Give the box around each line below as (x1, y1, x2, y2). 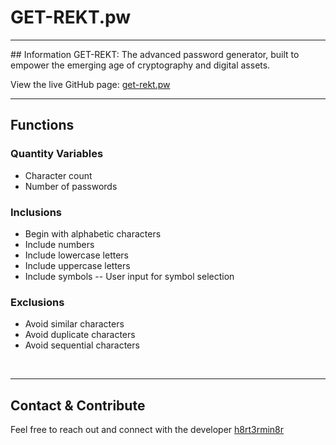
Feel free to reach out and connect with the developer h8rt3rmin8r (10, 424, 285, 436)
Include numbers (24, 238, 95, 250)
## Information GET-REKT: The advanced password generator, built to (10, 48, 300, 60)
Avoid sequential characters (24, 339, 140, 351)
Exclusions (10, 295, 65, 309)
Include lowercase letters (24, 249, 129, 261)
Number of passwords (24, 180, 118, 192)
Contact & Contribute (10, 397, 146, 414)
